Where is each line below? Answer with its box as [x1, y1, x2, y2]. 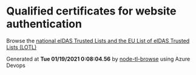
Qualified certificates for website [6, 4, 177, 18]
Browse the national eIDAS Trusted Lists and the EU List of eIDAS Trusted [6, 37, 190, 44]
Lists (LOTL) [6, 44, 37, 51]
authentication [6, 17, 82, 31]
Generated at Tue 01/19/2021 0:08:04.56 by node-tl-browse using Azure [6, 55, 191, 62]
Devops [6, 62, 25, 69]
